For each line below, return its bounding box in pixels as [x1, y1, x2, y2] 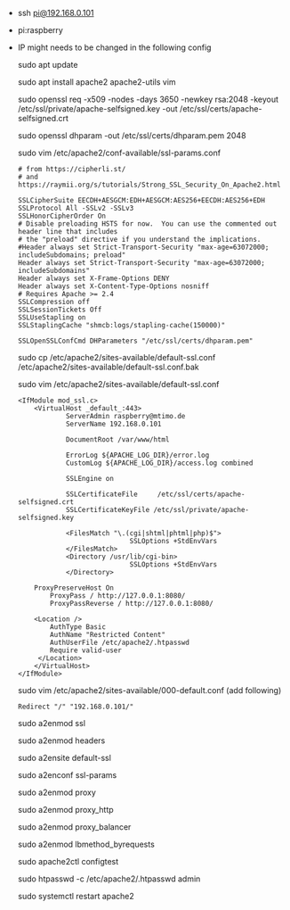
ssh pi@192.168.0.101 [17, 8, 94, 18]
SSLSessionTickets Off [17, 305, 102, 314]
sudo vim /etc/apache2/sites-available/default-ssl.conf [17, 379, 220, 389]
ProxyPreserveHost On [34, 583, 114, 592]
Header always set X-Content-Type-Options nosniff [17, 282, 210, 291]
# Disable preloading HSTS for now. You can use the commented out [17, 219, 278, 228]
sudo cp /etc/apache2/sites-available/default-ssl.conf [17, 352, 216, 362]
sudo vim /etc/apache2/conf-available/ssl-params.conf [17, 147, 221, 158]
